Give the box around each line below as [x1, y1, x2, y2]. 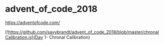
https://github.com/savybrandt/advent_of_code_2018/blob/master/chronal [8, 29, 160, 35]
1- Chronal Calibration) [44, 34, 90, 40]
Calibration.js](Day [5, 34, 43, 40]
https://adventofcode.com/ [5, 20, 60, 25]
